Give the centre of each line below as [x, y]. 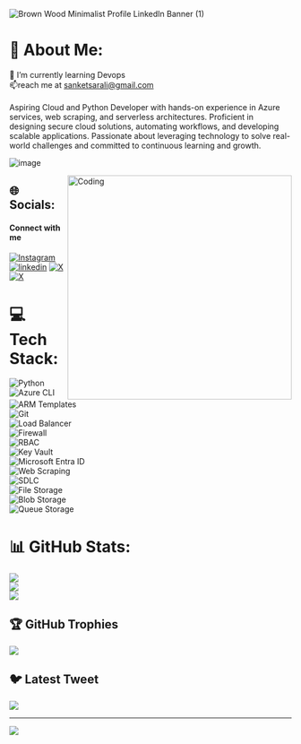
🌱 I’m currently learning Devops [67, 74]
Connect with [35, 228]
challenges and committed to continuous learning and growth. [146, 145]
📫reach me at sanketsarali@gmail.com [82, 84]
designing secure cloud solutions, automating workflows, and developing [144, 126]
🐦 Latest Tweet [54, 680]
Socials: [32, 205]
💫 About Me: [56, 50]
